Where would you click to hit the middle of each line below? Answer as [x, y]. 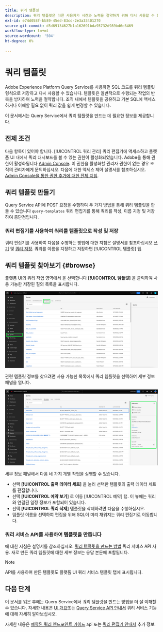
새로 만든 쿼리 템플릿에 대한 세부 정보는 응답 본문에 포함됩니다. [70, 552]
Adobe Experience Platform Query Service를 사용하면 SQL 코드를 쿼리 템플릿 [80, 87]
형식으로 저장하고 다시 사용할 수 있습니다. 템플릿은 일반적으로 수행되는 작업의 [78, 93]
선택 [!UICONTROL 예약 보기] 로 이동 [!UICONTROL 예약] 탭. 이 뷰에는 [79, 497]
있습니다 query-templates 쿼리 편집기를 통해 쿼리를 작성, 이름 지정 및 [81, 211]
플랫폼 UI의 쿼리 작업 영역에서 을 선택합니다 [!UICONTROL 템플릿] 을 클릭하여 [79, 278]
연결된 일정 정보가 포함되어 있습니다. [52, 502]
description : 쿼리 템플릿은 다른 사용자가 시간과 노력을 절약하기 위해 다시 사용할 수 [80, 15]
